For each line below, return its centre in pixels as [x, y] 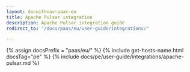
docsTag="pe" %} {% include [43, 57]
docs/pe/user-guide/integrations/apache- [132, 57]
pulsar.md [19, 63]
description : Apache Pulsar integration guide [66, 23]
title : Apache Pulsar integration [50, 17]
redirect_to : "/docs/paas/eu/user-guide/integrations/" [78, 28]
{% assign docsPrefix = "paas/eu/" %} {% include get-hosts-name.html [95, 51]
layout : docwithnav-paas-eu [41, 12]
